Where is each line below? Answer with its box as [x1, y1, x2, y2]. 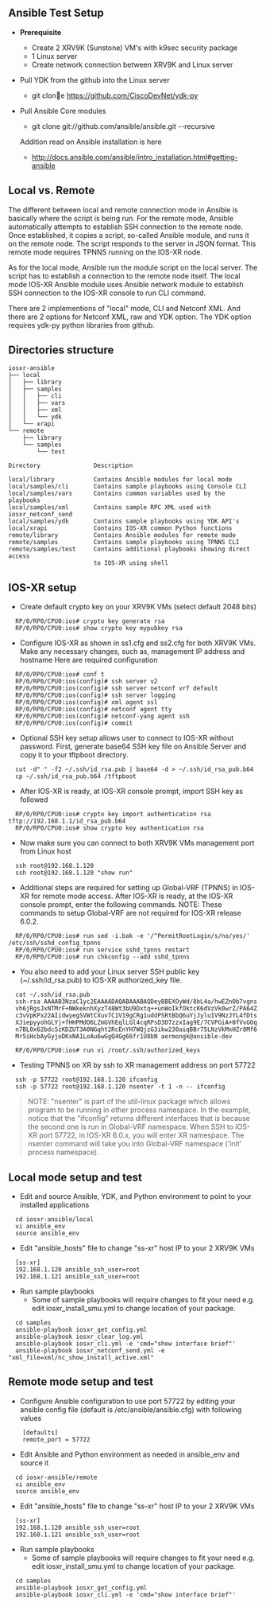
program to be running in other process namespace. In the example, [27, 1105, 251, 1115]
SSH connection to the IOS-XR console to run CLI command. [8, 288, 206, 298]
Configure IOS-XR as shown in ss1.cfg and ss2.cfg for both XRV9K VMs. [19, 638, 256, 648]
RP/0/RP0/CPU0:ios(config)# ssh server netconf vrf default [15, 684, 218, 693]
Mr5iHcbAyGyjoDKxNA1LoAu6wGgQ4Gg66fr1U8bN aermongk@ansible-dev [15, 1033, 233, 1041]
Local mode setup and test [8, 1170, 143, 1184]
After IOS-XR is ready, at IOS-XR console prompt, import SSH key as [19, 787, 244, 796]
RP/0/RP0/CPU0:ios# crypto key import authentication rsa [15, 811, 212, 819]
